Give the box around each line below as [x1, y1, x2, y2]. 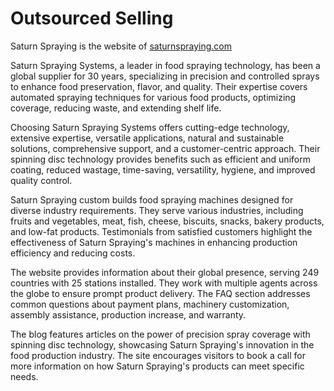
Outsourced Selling [10, 7, 174, 30]
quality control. [10, 174, 73, 186]
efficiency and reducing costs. [10, 247, 136, 259]
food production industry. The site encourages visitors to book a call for [10, 349, 306, 361]
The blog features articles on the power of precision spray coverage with [10, 328, 311, 340]
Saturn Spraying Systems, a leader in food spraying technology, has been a [10, 59, 321, 71]
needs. [10, 370, 39, 382]
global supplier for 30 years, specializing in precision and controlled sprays [10, 70, 320, 82]
